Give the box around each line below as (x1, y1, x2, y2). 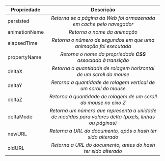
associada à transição (77, 57, 129, 63)
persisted (7, 18, 29, 24)
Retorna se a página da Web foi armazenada (51, 15, 156, 21)
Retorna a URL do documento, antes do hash (51, 142, 156, 148)
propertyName (7, 54, 42, 60)
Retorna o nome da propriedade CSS (60, 51, 146, 57)
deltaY (7, 82, 23, 89)
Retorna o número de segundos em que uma (51, 37, 155, 43)
